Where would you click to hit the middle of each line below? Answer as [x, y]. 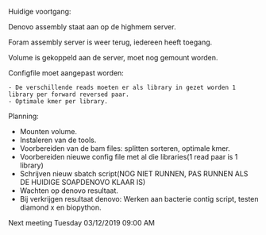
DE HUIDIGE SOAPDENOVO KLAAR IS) [83, 182]
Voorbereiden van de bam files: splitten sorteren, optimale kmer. [125, 148]
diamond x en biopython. [60, 207]
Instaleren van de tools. [58, 140]
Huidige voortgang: [40, 12]
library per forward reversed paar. [69, 94]
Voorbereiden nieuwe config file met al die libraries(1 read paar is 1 [129, 157]
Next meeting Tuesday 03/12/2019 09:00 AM [81, 223]
